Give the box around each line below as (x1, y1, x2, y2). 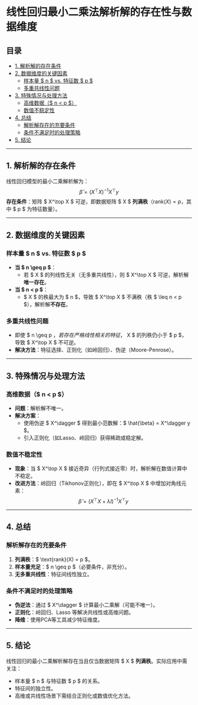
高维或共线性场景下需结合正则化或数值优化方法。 (14, 692, 134, 699)
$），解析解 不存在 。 (23, 301, 71, 308)
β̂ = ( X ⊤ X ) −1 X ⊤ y (79, 187, 119, 195)
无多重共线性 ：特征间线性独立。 (14, 570, 93, 577)
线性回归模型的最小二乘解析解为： (6, 177, 89, 185)
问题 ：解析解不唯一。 (14, 405, 67, 412)
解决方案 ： (14, 412, 41, 419)
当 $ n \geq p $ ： (14, 264, 57, 271)
